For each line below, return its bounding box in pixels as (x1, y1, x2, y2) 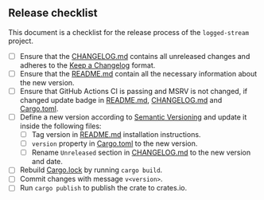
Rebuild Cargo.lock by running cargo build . (19, 165, 163, 175)
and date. (31, 157, 64, 167)
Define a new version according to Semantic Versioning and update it (19, 112, 247, 122)
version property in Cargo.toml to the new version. (31, 139, 198, 148)
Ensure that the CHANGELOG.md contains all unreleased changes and (19, 51, 250, 61)
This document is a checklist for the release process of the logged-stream (8, 27, 249, 37)
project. (8, 36, 34, 45)
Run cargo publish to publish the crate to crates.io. (19, 183, 188, 193)
